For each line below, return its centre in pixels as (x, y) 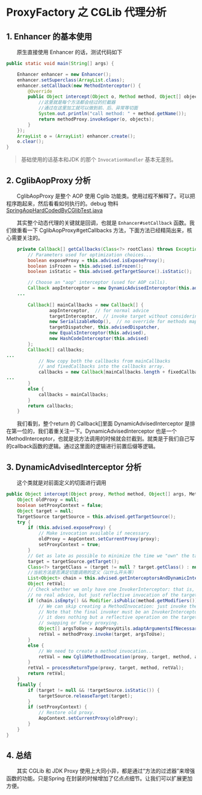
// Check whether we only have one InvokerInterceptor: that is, (112, 589)
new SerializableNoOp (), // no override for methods (118, 322)
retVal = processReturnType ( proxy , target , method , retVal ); (106, 668)
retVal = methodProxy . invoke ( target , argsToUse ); (102, 634)
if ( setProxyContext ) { (57, 707)
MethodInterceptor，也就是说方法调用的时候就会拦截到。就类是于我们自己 (98, 439)
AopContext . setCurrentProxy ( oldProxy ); (88, 718)
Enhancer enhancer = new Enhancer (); (64, 74)
